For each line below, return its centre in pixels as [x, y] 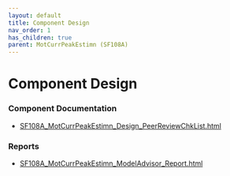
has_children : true [40, 37]
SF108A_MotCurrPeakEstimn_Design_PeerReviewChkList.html [121, 125]
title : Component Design [49, 23]
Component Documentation [63, 109]
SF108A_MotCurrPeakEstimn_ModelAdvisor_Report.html [111, 163]
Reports [24, 146]
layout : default [35, 15]
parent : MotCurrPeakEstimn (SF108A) [68, 45]
